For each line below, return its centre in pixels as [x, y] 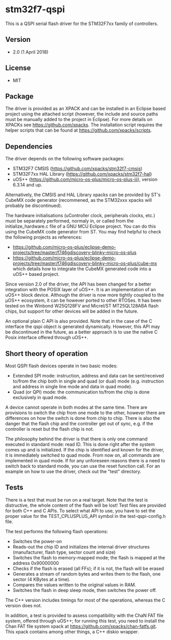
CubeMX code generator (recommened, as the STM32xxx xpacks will [79, 200]
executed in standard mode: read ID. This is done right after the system [80, 444]
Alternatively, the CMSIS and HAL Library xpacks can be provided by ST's [83, 195]
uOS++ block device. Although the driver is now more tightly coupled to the [85, 295]
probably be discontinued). [34, 206]
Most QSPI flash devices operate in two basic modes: [62, 366]
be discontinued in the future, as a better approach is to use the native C [81, 332]
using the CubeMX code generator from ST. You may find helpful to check [83, 232]
